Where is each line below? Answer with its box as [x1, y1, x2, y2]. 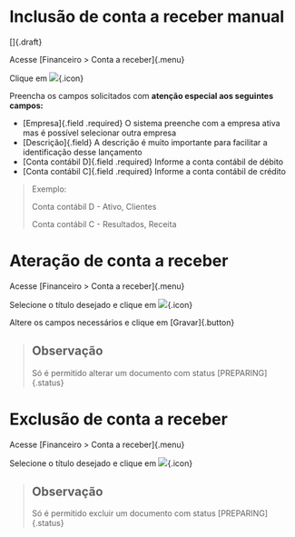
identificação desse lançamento [22, 146, 143, 157]
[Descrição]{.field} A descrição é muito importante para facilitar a [22, 136, 268, 147]
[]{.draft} [9, 36, 43, 47]
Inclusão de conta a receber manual [9, 6, 285, 27]
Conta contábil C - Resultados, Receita [31, 218, 177, 229]
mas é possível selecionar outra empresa [22, 127, 177, 138]
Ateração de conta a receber [9, 251, 229, 272]
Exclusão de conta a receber [9, 409, 229, 429]
